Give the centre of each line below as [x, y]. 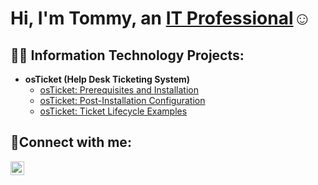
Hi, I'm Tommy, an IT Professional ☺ [161, 18]
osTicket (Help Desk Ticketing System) [107, 79]
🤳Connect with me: [71, 142]
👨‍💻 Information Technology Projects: [127, 55]
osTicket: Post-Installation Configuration [122, 100]
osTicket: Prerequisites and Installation [119, 90]
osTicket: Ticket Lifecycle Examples [113, 111]
